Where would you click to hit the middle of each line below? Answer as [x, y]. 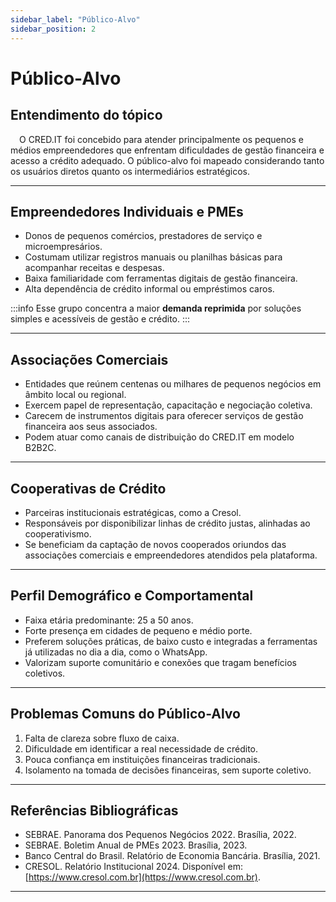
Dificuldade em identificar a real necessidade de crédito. [141, 748]
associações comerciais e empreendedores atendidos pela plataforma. [171, 555]
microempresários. [63, 247]
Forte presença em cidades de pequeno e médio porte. [138, 630]
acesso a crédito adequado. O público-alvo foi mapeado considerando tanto [167, 160]
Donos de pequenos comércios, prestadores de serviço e [143, 236]
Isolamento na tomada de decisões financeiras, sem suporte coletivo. [168, 770]
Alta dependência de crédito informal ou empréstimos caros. [149, 289]
